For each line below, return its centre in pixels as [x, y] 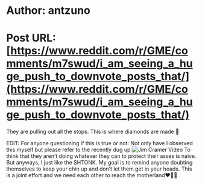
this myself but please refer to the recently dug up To [99, 150]
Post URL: [31, 38]
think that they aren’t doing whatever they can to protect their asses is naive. [101, 156]
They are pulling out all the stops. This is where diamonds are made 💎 [93, 132]
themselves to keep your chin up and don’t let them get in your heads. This [99, 169]
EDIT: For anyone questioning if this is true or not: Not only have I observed [99, 143]
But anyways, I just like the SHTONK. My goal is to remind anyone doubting [99, 163]
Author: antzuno [48, 11]
